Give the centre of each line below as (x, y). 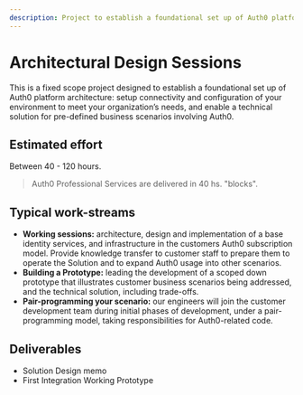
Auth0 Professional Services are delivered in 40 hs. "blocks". (145, 184)
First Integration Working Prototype (88, 380)
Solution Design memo (64, 371)
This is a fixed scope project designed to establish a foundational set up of (148, 88)
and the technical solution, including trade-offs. (110, 292)
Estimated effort (56, 144)
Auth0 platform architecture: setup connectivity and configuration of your (146, 97)
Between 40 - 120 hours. (55, 166)
